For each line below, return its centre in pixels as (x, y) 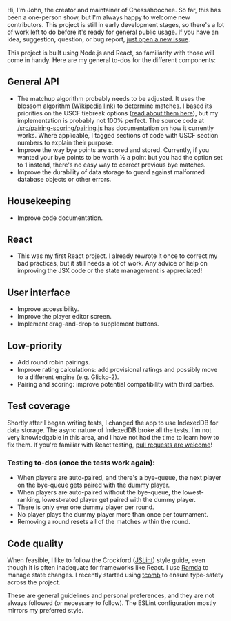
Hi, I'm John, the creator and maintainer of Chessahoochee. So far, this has (114, 10)
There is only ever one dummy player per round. (86, 507)
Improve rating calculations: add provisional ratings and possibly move (117, 370)
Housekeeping (39, 201)
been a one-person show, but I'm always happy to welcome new (99, 17)
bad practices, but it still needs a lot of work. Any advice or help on (112, 263)
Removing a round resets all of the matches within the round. (104, 522)
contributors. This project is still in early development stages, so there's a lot (116, 25)
